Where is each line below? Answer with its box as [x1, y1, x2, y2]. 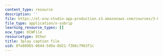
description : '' [5, 12, 38, 17]
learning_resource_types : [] [5, 25, 64, 30]
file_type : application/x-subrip [5, 20, 73, 26]
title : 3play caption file [5, 39, 60, 44]
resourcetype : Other [5, 35, 47, 39]
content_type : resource [5, 7, 53, 12]
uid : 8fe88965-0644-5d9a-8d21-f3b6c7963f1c [5, 43, 95, 48]
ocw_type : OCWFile [5, 30, 42, 35]
